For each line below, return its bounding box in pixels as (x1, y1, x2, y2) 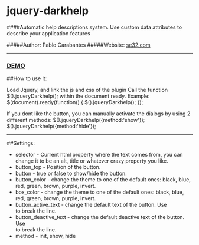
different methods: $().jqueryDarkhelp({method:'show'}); (6, 117, 145, 124)
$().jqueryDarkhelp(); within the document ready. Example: (6, 92, 150, 100)
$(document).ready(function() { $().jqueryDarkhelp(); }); (6, 99, 143, 106)
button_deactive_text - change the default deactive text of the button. (15, 214, 185, 221)
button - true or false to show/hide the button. (15, 170, 128, 177)
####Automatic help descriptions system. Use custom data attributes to (6, 24, 182, 31)
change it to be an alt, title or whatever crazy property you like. (15, 157, 168, 164)
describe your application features (6, 29, 90, 37)
